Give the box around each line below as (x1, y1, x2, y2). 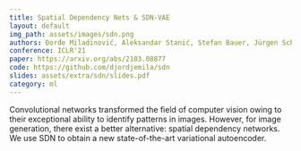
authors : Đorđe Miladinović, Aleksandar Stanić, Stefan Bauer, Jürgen (9, 38, 279, 47)
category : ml (9, 80, 58, 88)
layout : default (9, 21, 70, 30)
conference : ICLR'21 (9, 46, 87, 55)
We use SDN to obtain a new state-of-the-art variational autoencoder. (9, 132, 267, 143)
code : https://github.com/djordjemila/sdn (9, 63, 170, 72)
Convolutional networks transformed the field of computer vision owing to (9, 104, 282, 114)
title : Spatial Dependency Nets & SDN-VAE (9, 13, 170, 22)
